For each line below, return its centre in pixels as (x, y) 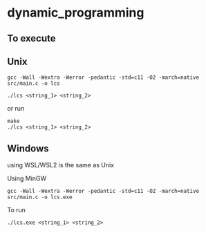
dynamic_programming (76, 13)
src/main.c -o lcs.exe (40, 197)
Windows (28, 148)
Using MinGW (27, 178)
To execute (32, 38)
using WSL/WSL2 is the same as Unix (60, 165)
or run (16, 109)
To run (17, 210)
